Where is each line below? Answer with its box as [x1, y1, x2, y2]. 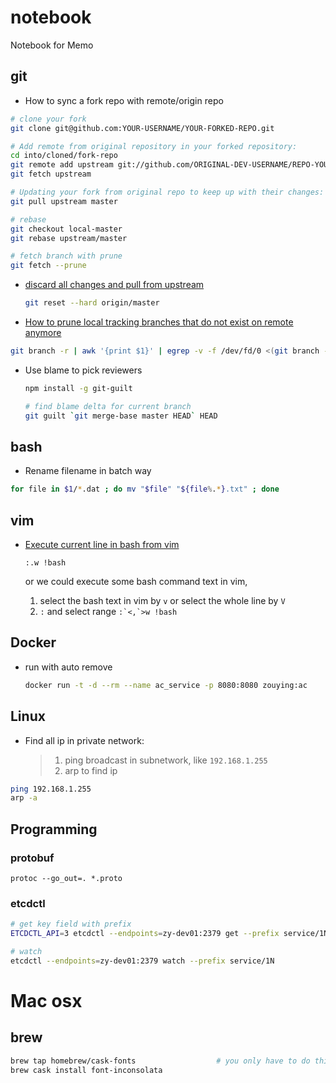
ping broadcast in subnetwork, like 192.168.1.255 [64, 754, 268, 766]
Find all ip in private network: [24, 734, 145, 746]
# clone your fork [10, 114, 87, 124]
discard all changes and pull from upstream [24, 279, 205, 291]
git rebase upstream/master [10, 233, 128, 243]
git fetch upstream [10, 169, 92, 180]
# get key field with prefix [10, 919, 132, 930]
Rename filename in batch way [24, 465, 152, 477]
